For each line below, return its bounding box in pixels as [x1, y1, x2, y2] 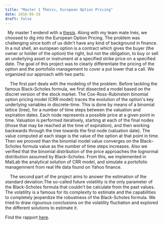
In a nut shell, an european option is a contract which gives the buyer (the [5, 45, 154, 51]
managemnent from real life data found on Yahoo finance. [5, 164, 122, 170]
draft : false [5, 16, 32, 21]
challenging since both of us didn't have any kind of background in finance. [5, 40, 158, 46]
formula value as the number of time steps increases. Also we [22, 143, 147, 150]
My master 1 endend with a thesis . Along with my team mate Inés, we [7, 30, 147, 36]
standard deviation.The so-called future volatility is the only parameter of [5, 179, 153, 185]
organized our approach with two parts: [5, 72, 85, 77]
